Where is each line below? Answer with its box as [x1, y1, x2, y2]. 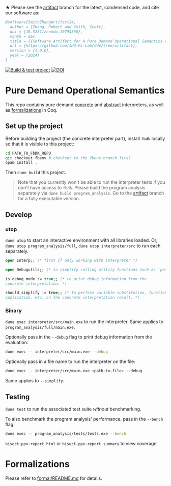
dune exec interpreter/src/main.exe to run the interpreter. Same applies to [5, 319, 164, 325]
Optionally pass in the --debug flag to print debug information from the [5, 334, 153, 340]
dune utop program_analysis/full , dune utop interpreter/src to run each [5, 242, 161, 249]
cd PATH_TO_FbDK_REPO [5, 151, 51, 156]
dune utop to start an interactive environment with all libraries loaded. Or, [5, 237, 158, 243]
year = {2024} [10, 53, 40, 58]
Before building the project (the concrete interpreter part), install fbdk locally [5, 135, 165, 141]
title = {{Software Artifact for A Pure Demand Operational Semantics [10, 38, 163, 44]
